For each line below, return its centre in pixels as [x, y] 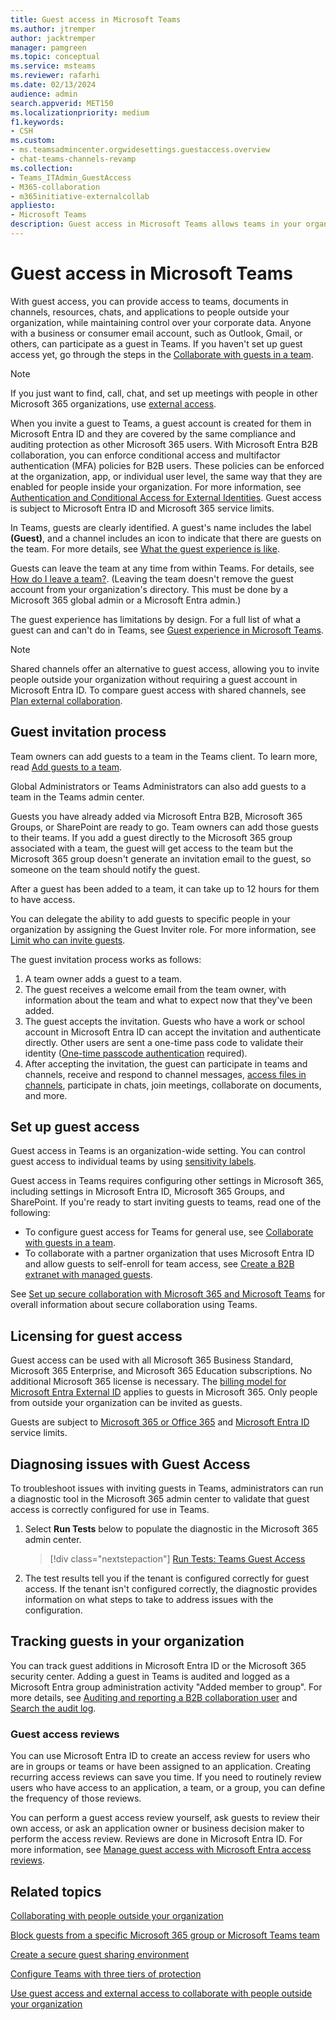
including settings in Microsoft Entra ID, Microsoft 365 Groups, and [147, 1192]
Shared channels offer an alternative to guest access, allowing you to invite [165, 668]
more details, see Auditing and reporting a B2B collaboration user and [154, 1697]
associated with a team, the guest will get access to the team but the [152, 848]
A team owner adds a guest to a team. [103, 978]
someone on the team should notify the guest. [105, 869]
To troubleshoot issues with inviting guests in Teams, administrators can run [167, 1488]
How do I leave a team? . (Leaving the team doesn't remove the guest [152, 578]
